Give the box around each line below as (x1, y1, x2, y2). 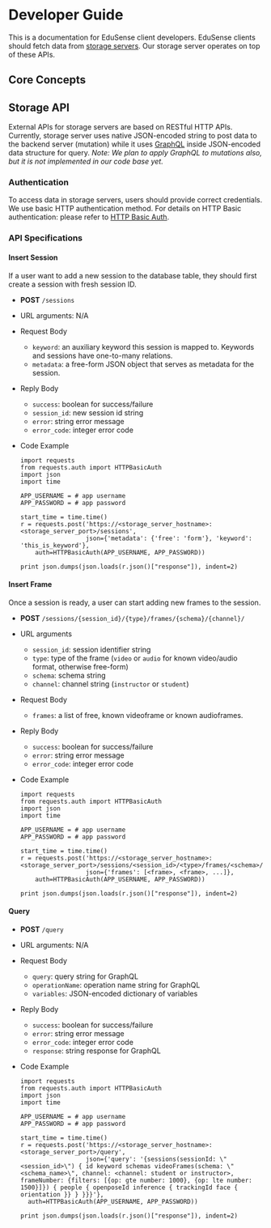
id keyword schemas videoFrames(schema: (85, 1162, 224, 1171)
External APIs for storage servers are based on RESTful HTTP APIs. (8, 122, 233, 132)
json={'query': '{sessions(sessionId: (85, 1155, 217, 1163)
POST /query (19, 924, 64, 934)
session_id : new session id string (32, 407, 144, 418)
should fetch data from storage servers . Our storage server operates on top (8, 40, 260, 50)
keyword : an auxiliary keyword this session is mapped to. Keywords (32, 342, 255, 351)
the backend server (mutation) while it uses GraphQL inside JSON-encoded (8, 139, 261, 149)
